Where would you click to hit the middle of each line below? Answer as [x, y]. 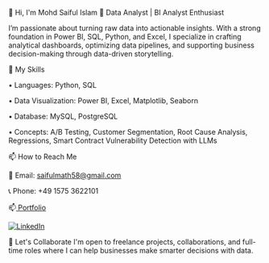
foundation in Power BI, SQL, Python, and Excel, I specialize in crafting [125, 37]
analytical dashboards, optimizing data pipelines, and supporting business [132, 45]
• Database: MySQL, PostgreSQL [63, 116]
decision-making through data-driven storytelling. [91, 54]
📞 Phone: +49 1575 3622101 [54, 191]
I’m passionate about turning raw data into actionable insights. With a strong [134, 28]
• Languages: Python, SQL [52, 85]
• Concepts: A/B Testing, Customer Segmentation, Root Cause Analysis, [128, 132]
